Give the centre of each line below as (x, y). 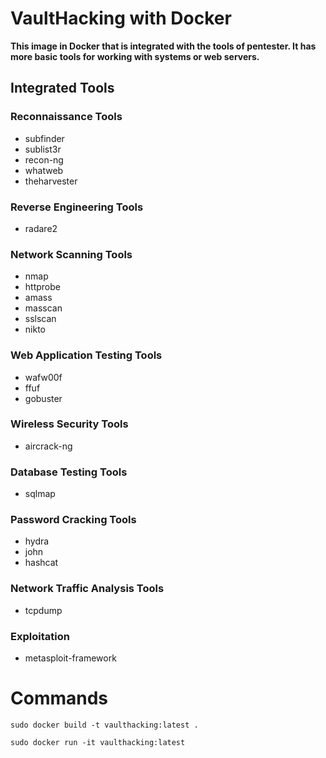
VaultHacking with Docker (121, 18)
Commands (59, 698)
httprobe (42, 287)
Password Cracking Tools (73, 520)
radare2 (41, 228)
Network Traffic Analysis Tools (87, 589)
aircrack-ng (48, 446)
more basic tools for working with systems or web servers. (135, 56)
